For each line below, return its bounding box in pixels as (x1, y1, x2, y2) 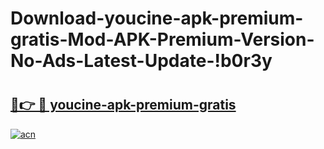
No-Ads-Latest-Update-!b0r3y (10, 50, 273, 72)
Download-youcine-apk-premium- (10, 7, 304, 30)
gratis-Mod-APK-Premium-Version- (10, 28, 315, 51)
